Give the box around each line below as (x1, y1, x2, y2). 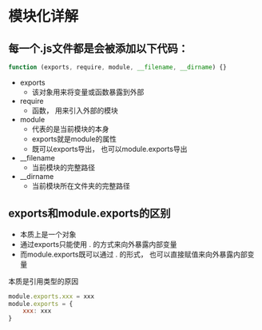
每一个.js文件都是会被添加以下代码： (8, 42, 189, 55)
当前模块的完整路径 (31, 162, 96, 172)
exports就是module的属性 (31, 133, 117, 144)
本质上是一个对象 (19, 229, 77, 239)
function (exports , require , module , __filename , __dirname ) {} (8, 63, 227, 71)
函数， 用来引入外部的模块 (31, 105, 118, 115)
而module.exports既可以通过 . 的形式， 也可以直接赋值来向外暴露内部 (19, 249, 248, 259)
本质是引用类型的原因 (8, 276, 78, 286)
